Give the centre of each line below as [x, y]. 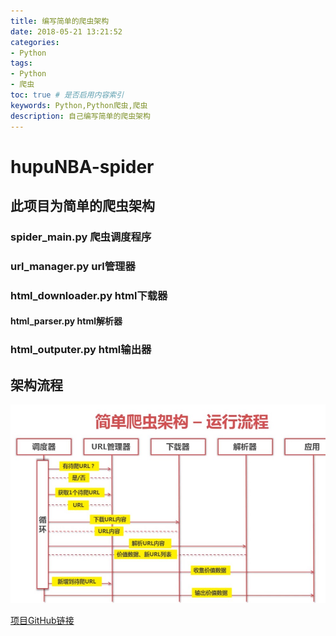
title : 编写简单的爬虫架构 [60, 21]
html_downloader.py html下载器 [89, 295]
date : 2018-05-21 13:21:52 [66, 31]
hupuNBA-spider [82, 166]
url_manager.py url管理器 [73, 266]
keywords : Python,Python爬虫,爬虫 [79, 105]
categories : [35, 42]
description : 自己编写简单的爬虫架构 [80, 116]
